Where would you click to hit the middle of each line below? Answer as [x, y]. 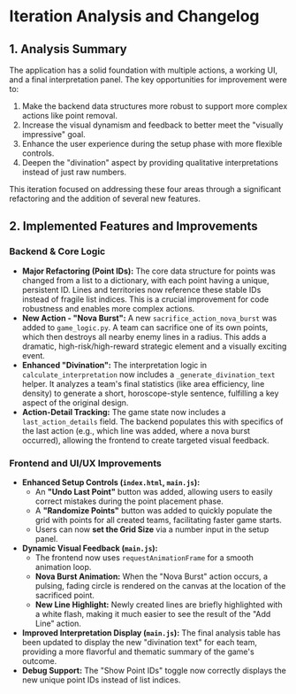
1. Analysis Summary [68, 49]
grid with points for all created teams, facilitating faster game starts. [159, 520]
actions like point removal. [69, 116]
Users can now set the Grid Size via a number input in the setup [152, 529]
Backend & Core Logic [57, 251]
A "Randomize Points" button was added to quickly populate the [154, 510]
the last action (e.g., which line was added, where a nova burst [136, 430]
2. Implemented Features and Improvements [133, 226]
